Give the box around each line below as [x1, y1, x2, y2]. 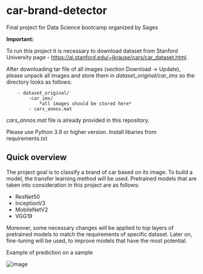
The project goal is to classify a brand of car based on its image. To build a [6, 168, 193, 176]
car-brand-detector [6, 4, 107, 18]
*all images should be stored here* [39, 101, 132, 107]
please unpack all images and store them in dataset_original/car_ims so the [6, 72, 195, 79]
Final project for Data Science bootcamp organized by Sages [6, 24, 159, 31]
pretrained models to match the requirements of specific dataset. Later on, [6, 230, 193, 238]
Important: [6, 35, 34, 42]
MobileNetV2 [15, 206, 48, 213]
